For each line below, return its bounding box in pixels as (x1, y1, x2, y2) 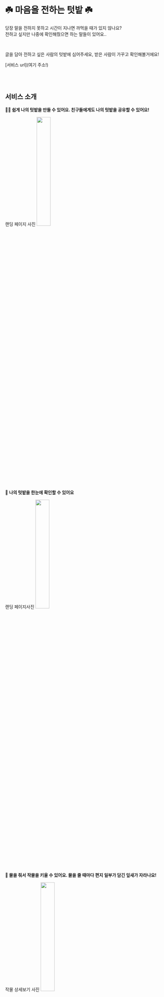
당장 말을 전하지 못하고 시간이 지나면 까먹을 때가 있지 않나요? (5, 25, 122, 31)
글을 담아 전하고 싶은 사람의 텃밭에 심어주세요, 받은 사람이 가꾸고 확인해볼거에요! (5, 51, 160, 57)
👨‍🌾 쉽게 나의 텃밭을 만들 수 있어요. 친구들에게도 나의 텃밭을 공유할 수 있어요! (5, 107, 150, 113)
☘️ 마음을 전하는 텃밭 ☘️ (5, 4, 93, 16)
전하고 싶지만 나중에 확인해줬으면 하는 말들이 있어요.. (5, 31, 107, 37)
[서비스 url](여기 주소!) (5, 61, 48, 67)
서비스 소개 (5, 93, 37, 101)
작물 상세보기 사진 (5, 986, 40, 992)
